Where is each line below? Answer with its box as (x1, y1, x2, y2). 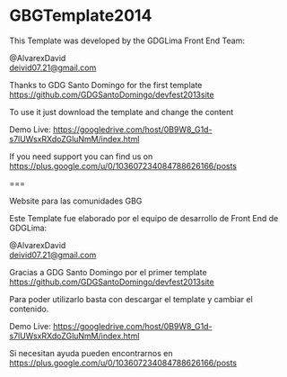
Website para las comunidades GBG (9, 195, 143, 206)
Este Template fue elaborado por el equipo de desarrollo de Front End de (9, 212, 279, 223)
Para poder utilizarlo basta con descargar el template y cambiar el (9, 293, 253, 304)
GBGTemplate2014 (9, 5, 152, 26)
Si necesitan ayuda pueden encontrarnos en (9, 347, 173, 358)
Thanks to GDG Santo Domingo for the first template (9, 79, 203, 90)
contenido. (9, 303, 49, 314)
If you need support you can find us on (9, 150, 153, 162)
